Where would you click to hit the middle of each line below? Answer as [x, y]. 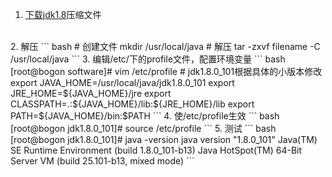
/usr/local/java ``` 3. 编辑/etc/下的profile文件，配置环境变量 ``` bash [148, 59]
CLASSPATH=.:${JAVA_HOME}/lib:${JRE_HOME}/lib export [132, 104]
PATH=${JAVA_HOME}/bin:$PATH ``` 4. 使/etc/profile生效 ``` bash [145, 116]
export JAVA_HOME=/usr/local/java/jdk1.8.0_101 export [122, 82]
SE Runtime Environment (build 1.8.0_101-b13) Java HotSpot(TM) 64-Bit [156, 150]
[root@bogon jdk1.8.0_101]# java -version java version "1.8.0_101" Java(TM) [164, 139]
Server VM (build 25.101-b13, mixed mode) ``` [102, 161]
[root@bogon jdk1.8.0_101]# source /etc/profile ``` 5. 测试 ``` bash [143, 128]
